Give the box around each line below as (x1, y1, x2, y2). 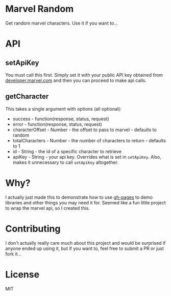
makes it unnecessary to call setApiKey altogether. (12, 159, 119, 165)
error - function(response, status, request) (12, 121, 102, 127)
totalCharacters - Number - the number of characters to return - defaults (12, 137, 166, 143)
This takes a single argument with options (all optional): (5, 105, 121, 112)
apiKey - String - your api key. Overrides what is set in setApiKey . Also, (12, 154, 162, 160)
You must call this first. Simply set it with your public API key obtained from (5, 72, 163, 78)
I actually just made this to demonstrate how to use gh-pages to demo (5, 194, 153, 200)
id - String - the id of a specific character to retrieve (12, 148, 121, 154)
